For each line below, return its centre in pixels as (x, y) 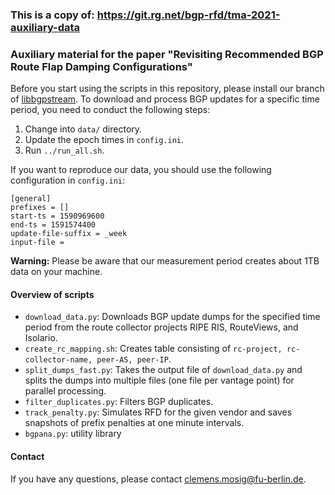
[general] (31, 199)
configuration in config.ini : (68, 180)
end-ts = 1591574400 (53, 225)
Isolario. (41, 338)
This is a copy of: (52, 15)
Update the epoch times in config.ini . (104, 140)
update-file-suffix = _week (69, 234)
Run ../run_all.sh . (64, 150)
